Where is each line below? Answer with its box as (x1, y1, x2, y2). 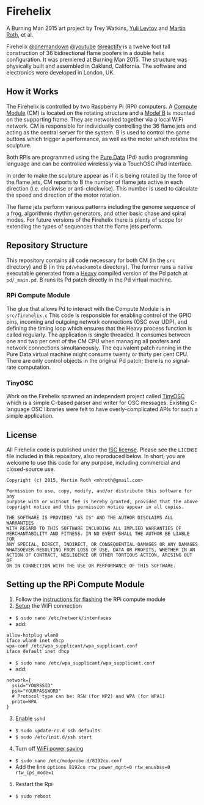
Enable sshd (15, 715, 46, 722)
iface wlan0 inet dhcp (6, 637, 64, 644)
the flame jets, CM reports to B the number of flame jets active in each (6, 178, 183, 186)
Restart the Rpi (15, 780, 53, 787)
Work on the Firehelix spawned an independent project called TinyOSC (6, 393, 185, 400)
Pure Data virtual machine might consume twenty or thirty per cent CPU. (6, 350, 189, 358)
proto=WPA (12, 698, 37, 705)
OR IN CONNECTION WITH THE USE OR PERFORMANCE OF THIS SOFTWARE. (6, 563, 176, 569)
